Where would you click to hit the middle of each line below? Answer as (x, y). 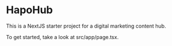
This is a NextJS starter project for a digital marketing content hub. (86, 26)
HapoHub (29, 10)
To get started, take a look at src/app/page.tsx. (62, 37)
